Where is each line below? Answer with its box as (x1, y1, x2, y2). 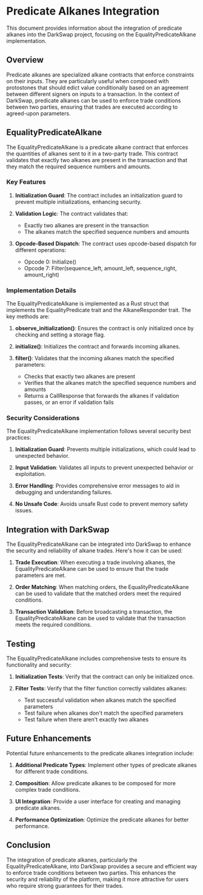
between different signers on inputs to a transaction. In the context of (6, 90, 180, 98)
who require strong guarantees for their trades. (6, 882, 124, 889)
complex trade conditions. (15, 786, 81, 793)
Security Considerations (6, 414, 80, 423)
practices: (6, 434, 32, 441)
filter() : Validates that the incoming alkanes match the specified (15, 355, 175, 362)
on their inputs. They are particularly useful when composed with (6, 77, 169, 84)
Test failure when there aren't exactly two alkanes (24, 716, 149, 723)
